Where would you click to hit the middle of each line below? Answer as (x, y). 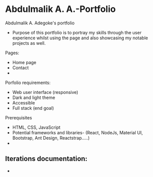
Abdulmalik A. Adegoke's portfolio (40, 23)
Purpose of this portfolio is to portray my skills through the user (77, 32)
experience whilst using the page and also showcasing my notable (80, 38)
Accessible (24, 102)
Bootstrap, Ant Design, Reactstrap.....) (51, 138)
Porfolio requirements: (28, 83)
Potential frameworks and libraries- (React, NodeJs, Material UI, (77, 132)
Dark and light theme (34, 97)
